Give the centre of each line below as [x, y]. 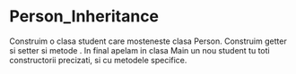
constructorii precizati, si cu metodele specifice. [98, 60]
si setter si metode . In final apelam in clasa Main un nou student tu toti [140, 50]
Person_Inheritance [84, 16]
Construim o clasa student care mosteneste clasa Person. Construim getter [148, 41]
